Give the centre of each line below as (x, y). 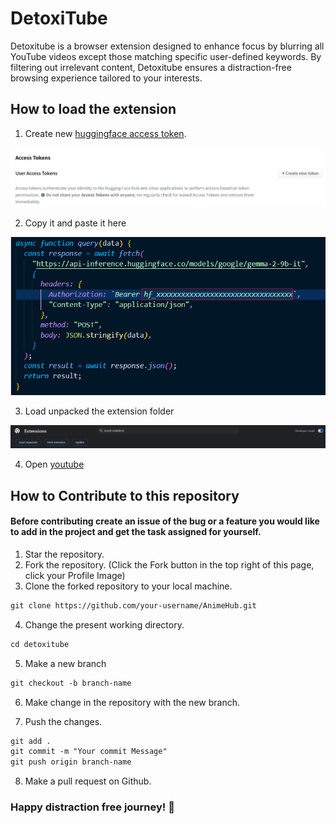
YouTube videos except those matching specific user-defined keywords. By (166, 56)
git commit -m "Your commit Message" (89, 752)
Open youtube (54, 464)
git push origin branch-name (71, 762)
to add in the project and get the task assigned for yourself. (136, 532)
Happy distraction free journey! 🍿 (92, 807)
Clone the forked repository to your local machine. (128, 586)
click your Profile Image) (75, 575)
